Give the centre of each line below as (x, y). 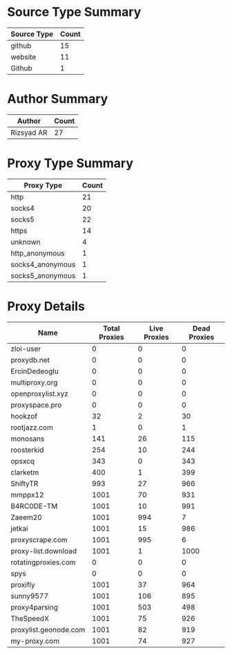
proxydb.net (30, 360)
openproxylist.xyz (40, 394)
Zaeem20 (27, 517)
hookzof (24, 416)
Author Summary (58, 99)
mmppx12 (27, 495)
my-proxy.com (35, 640)
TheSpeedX (30, 618)
